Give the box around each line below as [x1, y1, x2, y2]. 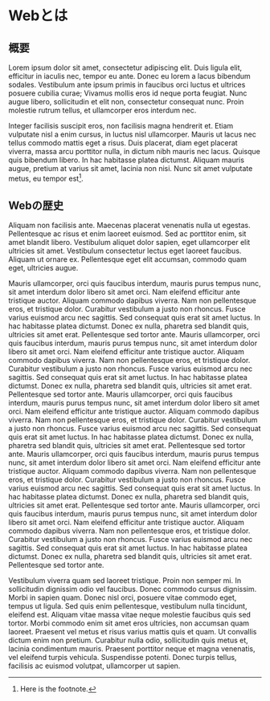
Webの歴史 [8, 199, 64, 213]
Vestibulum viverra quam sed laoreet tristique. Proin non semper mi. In [8, 576, 242, 585]
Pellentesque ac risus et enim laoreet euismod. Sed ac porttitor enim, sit [8, 229, 247, 238]
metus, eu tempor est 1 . [8, 173, 84, 183]
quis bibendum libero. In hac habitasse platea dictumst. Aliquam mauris [8, 155, 245, 165]
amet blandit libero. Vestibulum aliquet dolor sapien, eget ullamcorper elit [8, 238, 251, 247]
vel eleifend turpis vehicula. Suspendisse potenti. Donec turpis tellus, [8, 653, 237, 662]
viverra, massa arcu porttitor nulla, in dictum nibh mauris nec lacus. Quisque [8, 147, 261, 156]
